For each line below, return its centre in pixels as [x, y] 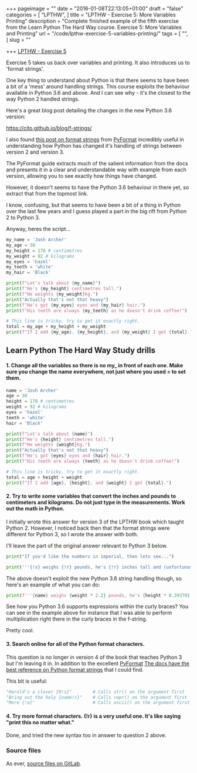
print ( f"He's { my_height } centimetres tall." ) [64, 288]
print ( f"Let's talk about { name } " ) [50, 434]
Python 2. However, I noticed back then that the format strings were [88, 528]
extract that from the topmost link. [47, 193]
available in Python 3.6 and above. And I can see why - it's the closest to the [98, 93]
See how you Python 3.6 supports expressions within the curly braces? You [97, 606]
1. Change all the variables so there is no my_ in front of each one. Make [95, 365]
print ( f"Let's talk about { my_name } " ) [53, 283]
